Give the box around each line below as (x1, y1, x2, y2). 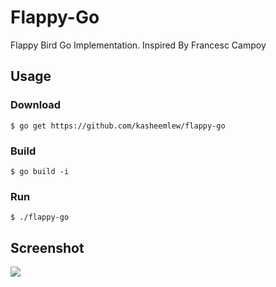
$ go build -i (10, 166, 70, 176)
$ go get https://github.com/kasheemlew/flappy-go (10, 121, 226, 131)
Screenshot (10, 239, 85, 256)
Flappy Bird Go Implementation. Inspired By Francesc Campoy (10, 39, 267, 51)
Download (10, 98, 62, 112)
